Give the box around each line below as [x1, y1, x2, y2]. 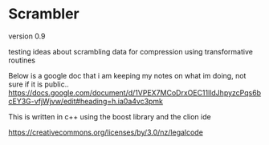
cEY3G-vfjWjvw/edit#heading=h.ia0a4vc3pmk [8, 96, 163, 106]
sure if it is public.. [8, 79, 70, 89]
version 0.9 [8, 31, 46, 41]
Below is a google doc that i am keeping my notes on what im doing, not [8, 70, 247, 80]
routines [8, 55, 36, 65]
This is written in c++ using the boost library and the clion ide [8, 111, 211, 121]
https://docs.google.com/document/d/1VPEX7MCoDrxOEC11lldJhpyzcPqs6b [8, 87, 262, 97]
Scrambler [8, 5, 79, 23]
